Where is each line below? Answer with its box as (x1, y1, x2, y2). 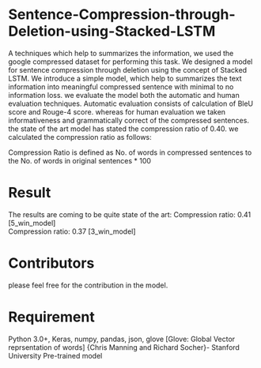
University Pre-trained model (8, 351, 103, 360)
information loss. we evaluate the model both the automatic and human (8, 90, 240, 100)
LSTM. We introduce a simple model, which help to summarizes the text (8, 73, 243, 83)
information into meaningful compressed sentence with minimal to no (8, 81, 234, 92)
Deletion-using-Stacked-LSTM (8, 22, 216, 40)
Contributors (8, 254, 95, 272)
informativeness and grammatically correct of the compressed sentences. (8, 115, 249, 125)
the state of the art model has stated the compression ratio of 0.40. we (8, 124, 239, 133)
